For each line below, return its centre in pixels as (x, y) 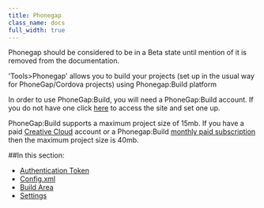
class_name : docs (37, 23)
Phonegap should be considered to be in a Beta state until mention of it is (128, 53)
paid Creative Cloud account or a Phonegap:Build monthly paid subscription (132, 132)
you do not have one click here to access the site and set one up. (114, 108)
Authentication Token (54, 171)
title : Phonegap (35, 15)
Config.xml (38, 179)
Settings (33, 196)
